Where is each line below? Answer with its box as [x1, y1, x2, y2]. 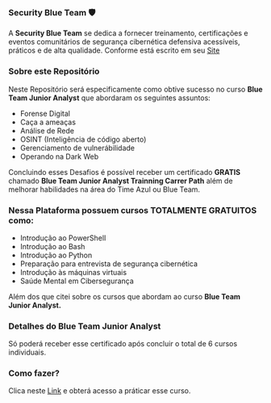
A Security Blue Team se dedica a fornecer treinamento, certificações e [8, 28, 248, 38]
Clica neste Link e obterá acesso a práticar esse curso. [8, 386, 191, 396]
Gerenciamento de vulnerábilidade [19, 142, 135, 152]
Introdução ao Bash [19, 241, 85, 251]
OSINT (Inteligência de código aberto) [19, 134, 147, 144]
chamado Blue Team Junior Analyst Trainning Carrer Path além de [8, 176, 233, 185]
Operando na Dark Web [19, 151, 99, 161]
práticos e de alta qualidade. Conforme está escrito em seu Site [8, 45, 220, 55]
